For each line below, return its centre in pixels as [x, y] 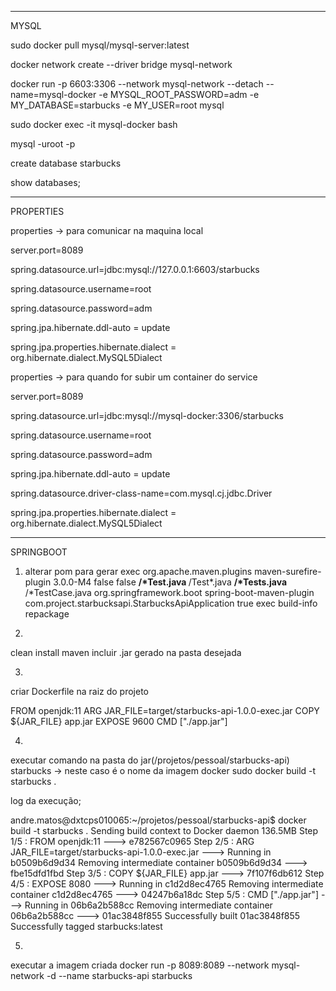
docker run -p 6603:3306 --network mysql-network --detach [137, 84]
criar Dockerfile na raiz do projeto [80, 691]
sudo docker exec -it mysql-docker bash [94, 124]
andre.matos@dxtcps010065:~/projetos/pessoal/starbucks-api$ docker [158, 820]
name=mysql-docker [53, 94]
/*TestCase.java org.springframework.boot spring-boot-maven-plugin [169, 592]
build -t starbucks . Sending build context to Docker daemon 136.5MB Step [164, 830]
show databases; [45, 182]
